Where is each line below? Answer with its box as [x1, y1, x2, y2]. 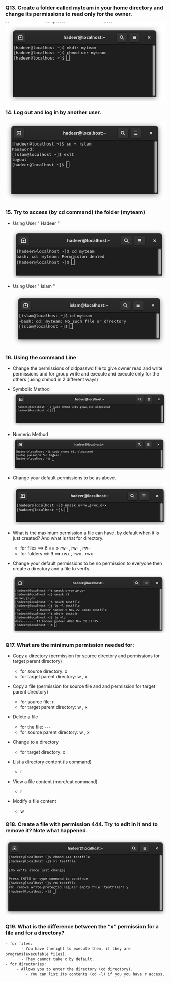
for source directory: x [20, 668, 68, 674]
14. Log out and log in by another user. [5, 109, 102, 116]
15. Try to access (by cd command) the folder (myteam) [5, 209, 146, 216]
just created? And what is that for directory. [12, 535, 104, 541]
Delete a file [12, 714, 38, 720]
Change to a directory [12, 739, 59, 745]
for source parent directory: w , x [20, 729, 90, 735]
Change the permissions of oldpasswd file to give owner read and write [12, 365, 163, 371]
